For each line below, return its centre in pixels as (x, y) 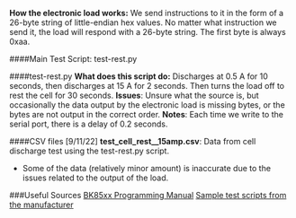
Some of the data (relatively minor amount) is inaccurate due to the (147, 168)
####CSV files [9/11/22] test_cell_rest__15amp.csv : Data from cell (133, 141)
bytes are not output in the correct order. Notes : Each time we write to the (146, 114)
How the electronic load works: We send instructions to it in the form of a (147, 13)
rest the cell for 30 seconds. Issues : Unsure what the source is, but (134, 95)
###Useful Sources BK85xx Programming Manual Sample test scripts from (148, 195)
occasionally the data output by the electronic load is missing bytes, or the (147, 105)
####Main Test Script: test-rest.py (73, 59)
